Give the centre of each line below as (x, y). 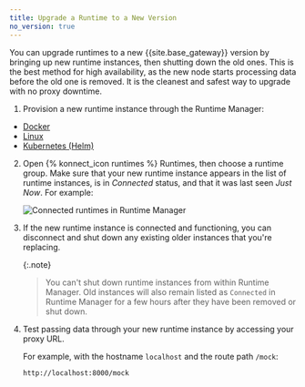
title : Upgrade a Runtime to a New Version (93, 18)
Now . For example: (58, 192)
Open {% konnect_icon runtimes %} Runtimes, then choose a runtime (153, 163)
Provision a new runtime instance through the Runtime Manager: (143, 108)
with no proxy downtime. (56, 91)
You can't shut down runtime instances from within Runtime (158, 282)
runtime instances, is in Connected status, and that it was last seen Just (157, 182)
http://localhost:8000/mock (76, 373)
